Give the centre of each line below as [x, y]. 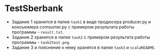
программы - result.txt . [38, 32]
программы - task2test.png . [41, 42]
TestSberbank [34, 8]
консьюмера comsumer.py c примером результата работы [73, 27]
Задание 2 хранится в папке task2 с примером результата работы [81, 37]
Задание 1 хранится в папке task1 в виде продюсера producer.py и [81, 22]
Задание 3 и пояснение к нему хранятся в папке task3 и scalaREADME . [83, 47]
